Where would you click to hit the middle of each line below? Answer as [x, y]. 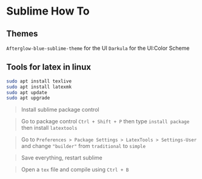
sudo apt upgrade [28, 98]
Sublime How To [48, 11]
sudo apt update [27, 92]
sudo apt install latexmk [39, 87]
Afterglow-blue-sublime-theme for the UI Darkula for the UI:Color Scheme [98, 48]
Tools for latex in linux [49, 67]
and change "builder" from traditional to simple [83, 146]
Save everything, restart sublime [62, 158]
